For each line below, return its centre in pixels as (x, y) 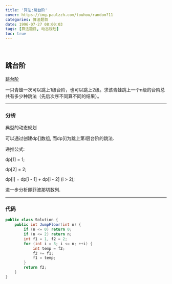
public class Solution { (32, 220)
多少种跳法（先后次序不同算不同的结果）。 (58, 96)
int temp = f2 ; (49, 248)
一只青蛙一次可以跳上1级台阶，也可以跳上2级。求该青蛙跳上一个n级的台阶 (83, 89)
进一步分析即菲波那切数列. (33, 190)
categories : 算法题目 (27, 19)
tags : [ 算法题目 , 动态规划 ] (32, 29)
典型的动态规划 (21, 128)
